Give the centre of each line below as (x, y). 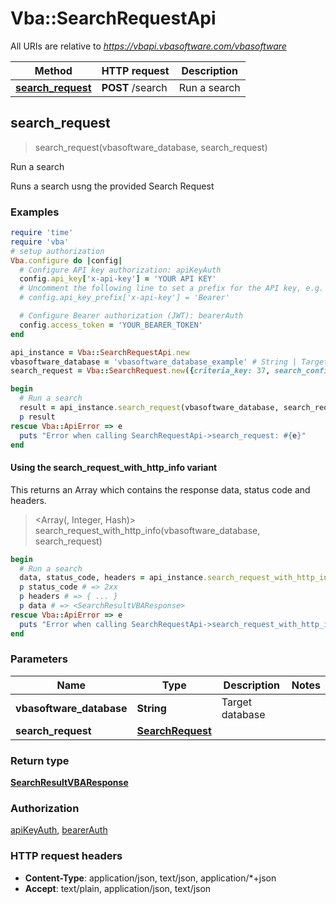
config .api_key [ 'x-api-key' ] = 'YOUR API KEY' (118, 279)
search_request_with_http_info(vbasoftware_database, (147, 530)
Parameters (39, 659)
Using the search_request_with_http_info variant (114, 468)
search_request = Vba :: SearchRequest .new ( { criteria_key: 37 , (140, 371)
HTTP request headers (66, 856)
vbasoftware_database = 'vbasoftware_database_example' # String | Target (169, 362)
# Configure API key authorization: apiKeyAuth (120, 270)
